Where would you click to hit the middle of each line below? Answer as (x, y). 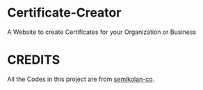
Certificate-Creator (64, 13)
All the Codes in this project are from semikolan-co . (81, 79)
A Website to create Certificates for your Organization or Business (102, 32)
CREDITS (34, 60)
